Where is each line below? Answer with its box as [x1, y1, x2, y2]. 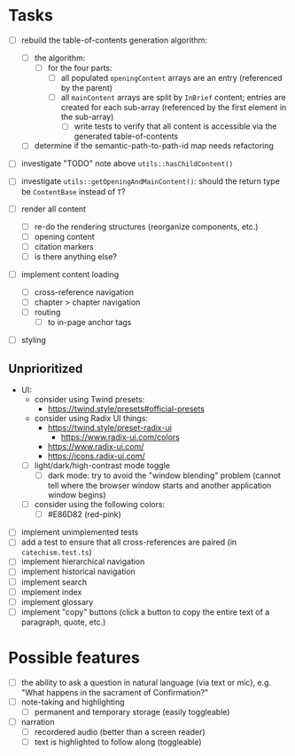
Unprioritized [8, 361, 83, 376]
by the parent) [60, 83, 113, 93]
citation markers [34, 241, 94, 251]
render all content [20, 203, 86, 214]
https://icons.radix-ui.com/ [47, 450, 145, 461]
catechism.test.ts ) [20, 547, 92, 558]
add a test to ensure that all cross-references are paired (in [20, 537, 237, 547]
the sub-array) [60, 112, 114, 123]
